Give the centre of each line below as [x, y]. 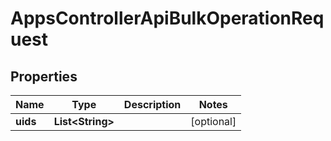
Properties [44, 76]
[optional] [213, 121]
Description [152, 104]
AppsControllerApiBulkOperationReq [167, 18]
